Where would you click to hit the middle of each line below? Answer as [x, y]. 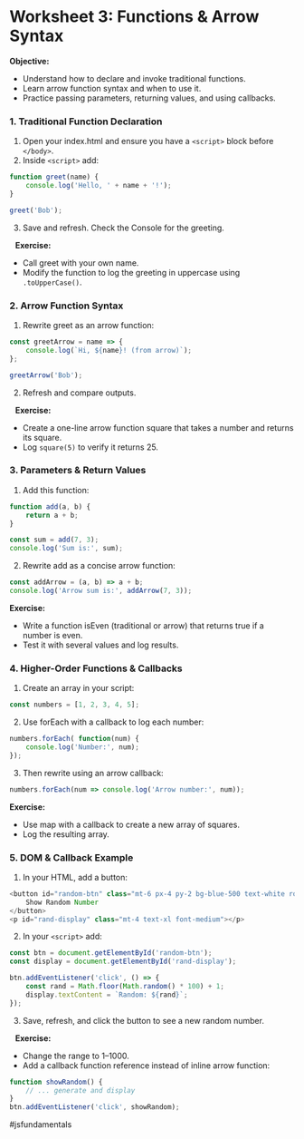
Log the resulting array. [66, 834]
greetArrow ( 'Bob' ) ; [46, 375]
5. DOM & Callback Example [71, 857]
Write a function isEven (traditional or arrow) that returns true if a [143, 625]
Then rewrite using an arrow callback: [93, 773]
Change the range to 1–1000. [76, 1056]
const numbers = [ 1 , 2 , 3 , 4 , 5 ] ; [75, 705]
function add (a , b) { [50, 506]
